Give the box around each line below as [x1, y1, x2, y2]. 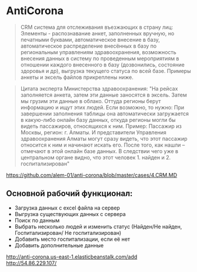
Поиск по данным [14, 217, 60, 224]
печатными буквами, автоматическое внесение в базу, [20, 36, 161, 43]
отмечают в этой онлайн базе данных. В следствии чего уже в [20, 147, 178, 154]
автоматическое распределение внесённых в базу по [20, 42, 157, 49]
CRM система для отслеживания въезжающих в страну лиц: [20, 24, 173, 31]
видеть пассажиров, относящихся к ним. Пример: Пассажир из [20, 122, 182, 130]
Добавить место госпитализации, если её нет [14, 235, 131, 243]
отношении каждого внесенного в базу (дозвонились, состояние [20, 61, 185, 68]
